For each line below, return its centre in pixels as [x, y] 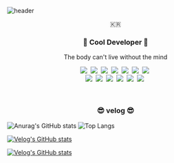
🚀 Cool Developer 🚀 [116, 42]
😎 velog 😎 [116, 111]
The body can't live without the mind [116, 57]
